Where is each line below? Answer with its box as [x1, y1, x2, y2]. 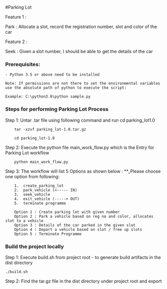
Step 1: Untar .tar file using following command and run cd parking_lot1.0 [5, 117, 155, 123]
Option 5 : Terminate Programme [14, 231, 82, 236]
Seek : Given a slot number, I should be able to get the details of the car [5, 49, 153, 54]
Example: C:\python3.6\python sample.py [5, 94, 91, 99]
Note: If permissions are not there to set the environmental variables [5, 81, 160, 86]
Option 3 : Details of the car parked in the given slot [14, 222, 136, 227]
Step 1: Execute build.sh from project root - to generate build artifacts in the [5, 254, 161, 260]
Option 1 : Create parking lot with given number [14, 209, 120, 214]
